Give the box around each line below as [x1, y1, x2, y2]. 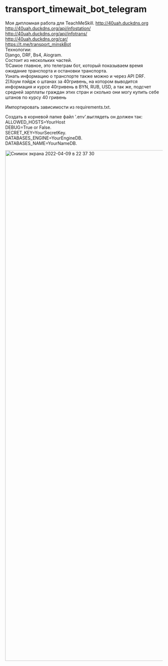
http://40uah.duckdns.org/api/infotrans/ [5, 30, 87, 36]
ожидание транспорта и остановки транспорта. [5, 67, 107, 73]
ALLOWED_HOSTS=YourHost [5, 119, 65, 125]
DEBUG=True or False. [5, 124, 51, 130]
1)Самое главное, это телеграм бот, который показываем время [5, 62, 143, 68]
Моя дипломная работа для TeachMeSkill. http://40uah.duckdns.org [5, 20, 148, 26]
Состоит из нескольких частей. [5, 57, 72, 63]
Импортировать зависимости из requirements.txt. [5, 104, 111, 110]
